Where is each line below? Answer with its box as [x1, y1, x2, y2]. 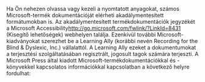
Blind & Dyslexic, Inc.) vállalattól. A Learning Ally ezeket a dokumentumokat [6, 44, 196, 51]
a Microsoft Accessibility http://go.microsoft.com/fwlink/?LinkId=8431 [6, 24, 181, 32]
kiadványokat [6, 38, 40, 44]
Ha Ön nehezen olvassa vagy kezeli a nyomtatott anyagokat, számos [6, 5, 179, 12]
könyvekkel [6, 63, 35, 70]
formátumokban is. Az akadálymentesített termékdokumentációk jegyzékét [6, 18, 196, 25]
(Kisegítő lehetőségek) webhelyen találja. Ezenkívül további [6, 31, 156, 38]
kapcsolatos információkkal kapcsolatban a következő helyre [35, 63, 190, 70]
